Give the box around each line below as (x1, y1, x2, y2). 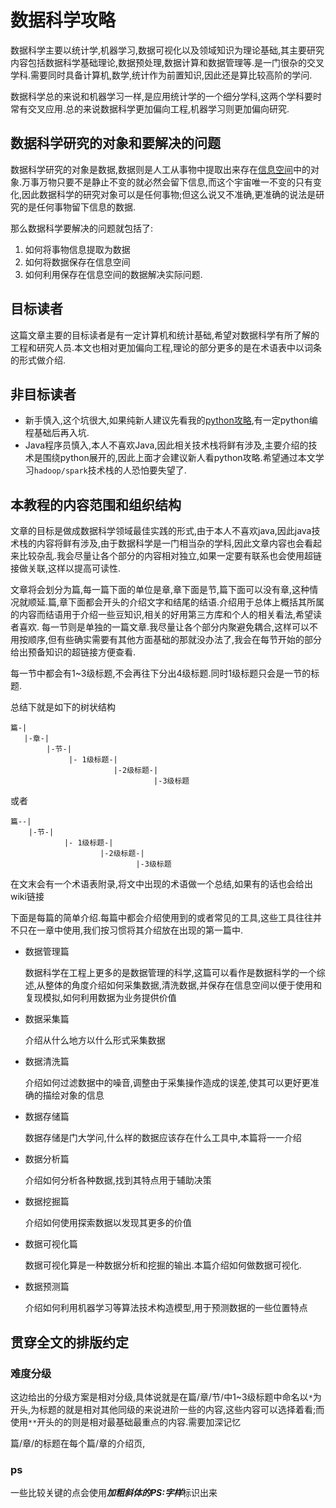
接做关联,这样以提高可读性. (10, 562, 122, 575)
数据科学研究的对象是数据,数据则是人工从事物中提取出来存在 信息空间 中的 (10, 163, 312, 175)
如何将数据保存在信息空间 (24, 256, 131, 268)
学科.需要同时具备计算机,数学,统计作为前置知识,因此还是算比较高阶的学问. (10, 69, 313, 81)
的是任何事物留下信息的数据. (18, 201, 137, 213)
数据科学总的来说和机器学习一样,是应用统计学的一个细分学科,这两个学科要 (10, 90, 314, 102)
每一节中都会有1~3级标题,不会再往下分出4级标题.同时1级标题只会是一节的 (10, 667, 312, 680)
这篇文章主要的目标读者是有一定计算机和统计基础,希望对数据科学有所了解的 (10, 329, 320, 341)
